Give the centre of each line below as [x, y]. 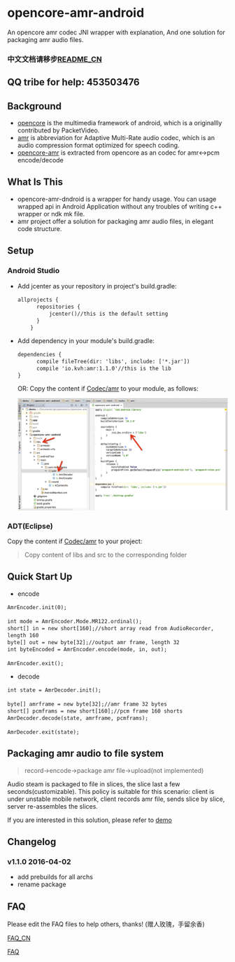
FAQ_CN [19, 938]
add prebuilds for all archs [55, 877]
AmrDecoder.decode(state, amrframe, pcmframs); [78, 718]
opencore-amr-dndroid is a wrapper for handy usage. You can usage [117, 199]
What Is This [35, 182]
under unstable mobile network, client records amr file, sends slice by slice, [116, 799]
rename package [42, 884]
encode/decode [41, 160]
